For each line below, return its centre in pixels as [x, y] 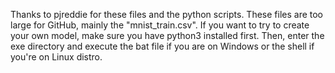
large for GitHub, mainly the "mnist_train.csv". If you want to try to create [160, 25]
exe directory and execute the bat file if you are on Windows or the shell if [162, 46]
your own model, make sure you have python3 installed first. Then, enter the [167, 35]
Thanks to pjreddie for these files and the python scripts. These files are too [167, 14]
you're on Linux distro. [56, 57]
